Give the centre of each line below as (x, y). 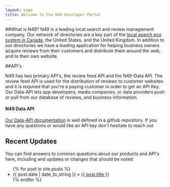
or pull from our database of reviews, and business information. (72, 97)
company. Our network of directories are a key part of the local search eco (83, 34)
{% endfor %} (27, 179)
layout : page (19, 10)
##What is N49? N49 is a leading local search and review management (79, 29)
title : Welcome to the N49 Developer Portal (53, 15)
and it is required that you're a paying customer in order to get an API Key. (83, 86)
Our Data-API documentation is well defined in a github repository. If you (81, 120)
